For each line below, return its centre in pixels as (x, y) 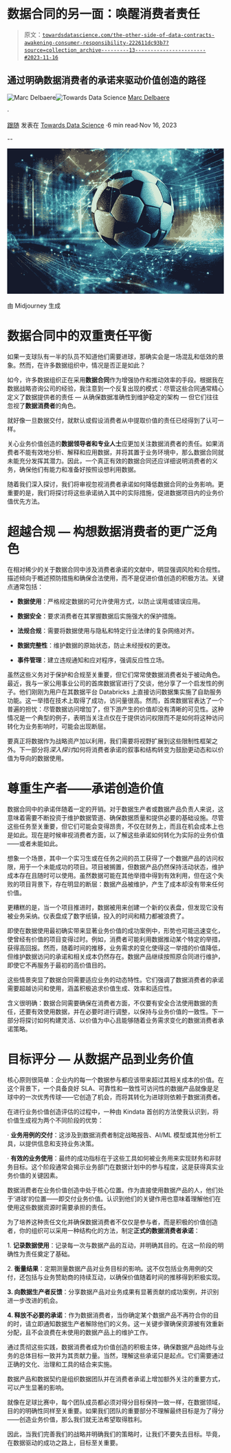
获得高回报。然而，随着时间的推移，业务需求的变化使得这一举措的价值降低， (115, 948)
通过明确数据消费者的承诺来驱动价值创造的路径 (107, 80)
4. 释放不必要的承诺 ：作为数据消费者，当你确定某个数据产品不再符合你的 (110, 1315)
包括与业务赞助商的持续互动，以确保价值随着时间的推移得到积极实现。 (124, 1277)
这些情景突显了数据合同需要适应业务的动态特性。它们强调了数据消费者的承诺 (115, 979)
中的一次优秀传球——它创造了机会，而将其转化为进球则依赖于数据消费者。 (118, 1096)
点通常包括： (25, 587)
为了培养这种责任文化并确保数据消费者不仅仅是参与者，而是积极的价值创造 (112, 1222)
